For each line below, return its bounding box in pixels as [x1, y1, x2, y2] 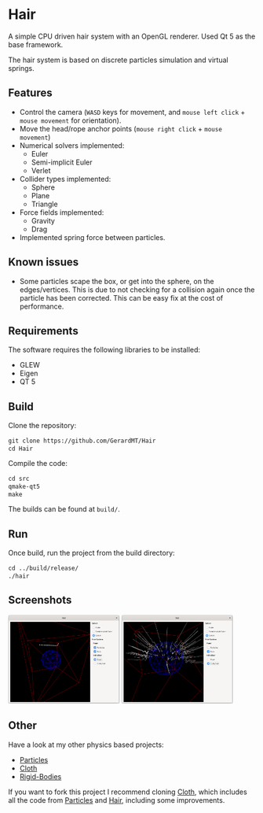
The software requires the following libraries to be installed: [8, 345, 201, 355]
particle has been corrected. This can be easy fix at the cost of [19, 293, 224, 302]
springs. [8, 63, 35, 72]
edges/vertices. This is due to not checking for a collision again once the [19, 285, 255, 294]
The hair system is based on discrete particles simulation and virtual [8, 55, 229, 65]
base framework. [8, 39, 64, 49]
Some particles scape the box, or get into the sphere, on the [19, 276, 214, 286]
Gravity [31, 216, 55, 225]
